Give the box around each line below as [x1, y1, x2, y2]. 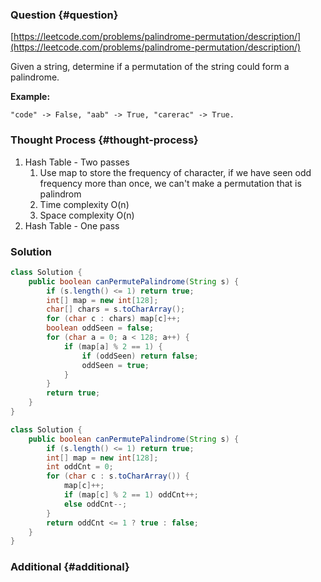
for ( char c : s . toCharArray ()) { [46, 471, 190, 482]
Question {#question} [10, 8, 119, 22]
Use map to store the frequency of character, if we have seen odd [39, 166, 312, 178]
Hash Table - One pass [24, 219, 120, 232]
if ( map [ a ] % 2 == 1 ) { [63, 341, 163, 352]
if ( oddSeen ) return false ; [81, 351, 199, 361]
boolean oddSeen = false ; [46, 323, 155, 333]
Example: [10, 91, 51, 103]
